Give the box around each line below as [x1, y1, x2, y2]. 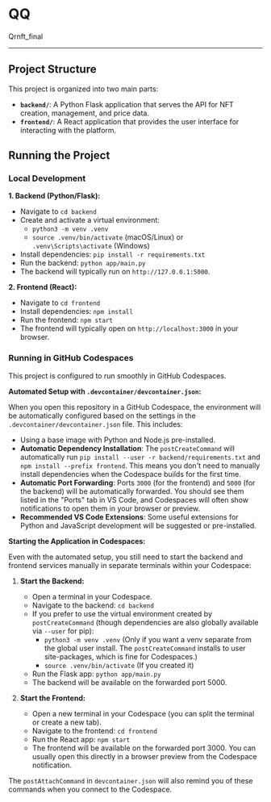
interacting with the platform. [19, 125, 117, 135]
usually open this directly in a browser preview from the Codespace [31, 751, 257, 761]
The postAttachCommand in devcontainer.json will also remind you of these [8, 775, 253, 785]
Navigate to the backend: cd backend [31, 600, 155, 610]
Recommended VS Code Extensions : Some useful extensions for [19, 512, 240, 521]
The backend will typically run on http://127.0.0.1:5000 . [19, 267, 211, 277]
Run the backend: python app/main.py [19, 258, 147, 268]
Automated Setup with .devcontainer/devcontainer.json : [8, 386, 202, 396]
